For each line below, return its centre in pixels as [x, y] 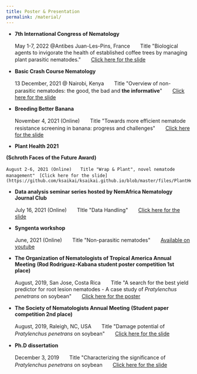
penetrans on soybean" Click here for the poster [77, 296]
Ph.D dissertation [36, 345]
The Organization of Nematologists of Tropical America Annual [93, 258]
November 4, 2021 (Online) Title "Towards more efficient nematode [100, 120]
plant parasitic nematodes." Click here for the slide [80, 59]
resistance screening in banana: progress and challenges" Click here [102, 128]
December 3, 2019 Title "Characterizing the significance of [90, 357]
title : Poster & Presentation [43, 11]
